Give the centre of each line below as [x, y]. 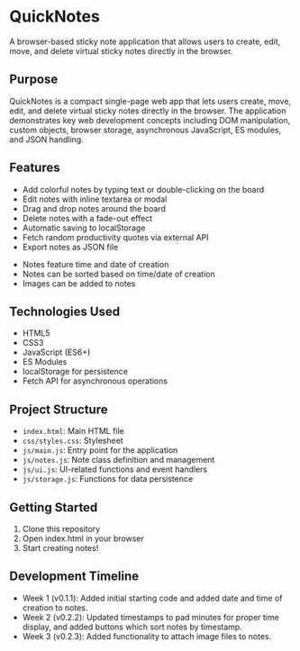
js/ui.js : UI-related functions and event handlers [115, 469]
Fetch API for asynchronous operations [95, 381]
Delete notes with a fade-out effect [87, 218]
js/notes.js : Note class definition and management [118, 460]
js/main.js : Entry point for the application [100, 450]
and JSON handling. [46, 139]
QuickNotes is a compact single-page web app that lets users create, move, [150, 101]
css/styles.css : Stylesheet [73, 441]
